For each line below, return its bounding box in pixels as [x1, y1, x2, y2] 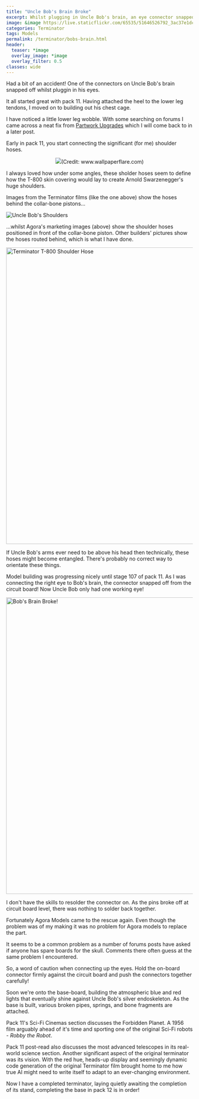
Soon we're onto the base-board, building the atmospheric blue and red [6, 989, 182, 996]
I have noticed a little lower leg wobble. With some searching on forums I [6, 116, 184, 123]
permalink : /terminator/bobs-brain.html [6, 36, 108, 42]
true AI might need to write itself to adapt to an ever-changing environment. [6, 1069, 191, 1076]
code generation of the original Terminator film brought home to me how [6, 1062, 183, 1069]
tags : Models [6, 31, 38, 37]
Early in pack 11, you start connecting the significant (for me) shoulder [6, 140, 177, 147]
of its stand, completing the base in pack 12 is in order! [6, 1087, 140, 1094]
